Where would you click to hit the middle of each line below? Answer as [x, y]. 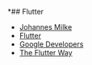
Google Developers [51, 44]
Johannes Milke [46, 27]
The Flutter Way [46, 53]
